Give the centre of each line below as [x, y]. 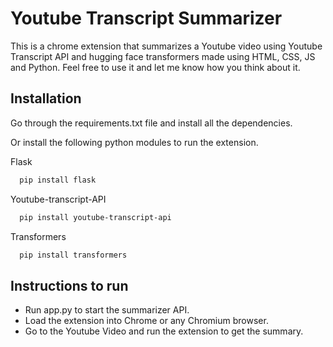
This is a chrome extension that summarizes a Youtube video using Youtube [166, 46]
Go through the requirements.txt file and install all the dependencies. [151, 123]
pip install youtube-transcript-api [95, 217]
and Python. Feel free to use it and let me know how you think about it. [155, 67]
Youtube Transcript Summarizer [146, 18]
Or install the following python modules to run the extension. [134, 142]
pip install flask [58, 180]
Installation [46, 98]
